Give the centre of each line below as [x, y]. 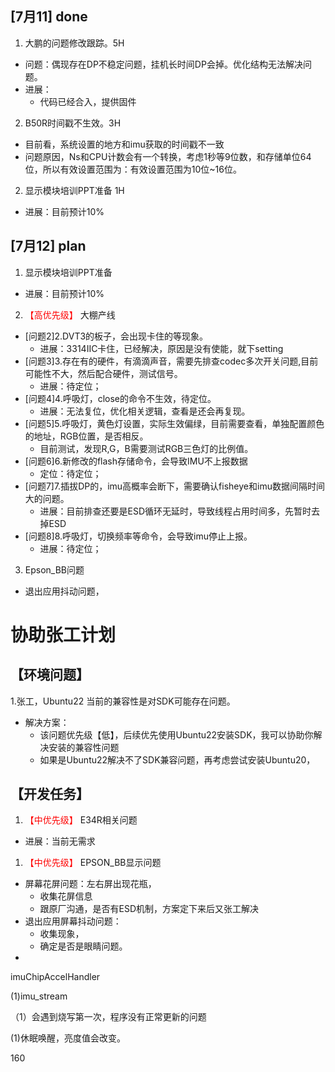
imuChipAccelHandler [55, 977]
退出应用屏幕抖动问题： [73, 921]
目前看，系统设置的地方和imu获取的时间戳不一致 [124, 144]
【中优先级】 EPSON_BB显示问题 [93, 863]
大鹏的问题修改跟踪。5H [74, 43]
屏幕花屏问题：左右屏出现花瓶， [90, 884]
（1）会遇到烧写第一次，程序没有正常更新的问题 [108, 1017]
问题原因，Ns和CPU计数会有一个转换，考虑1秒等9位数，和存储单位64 [168, 156]
